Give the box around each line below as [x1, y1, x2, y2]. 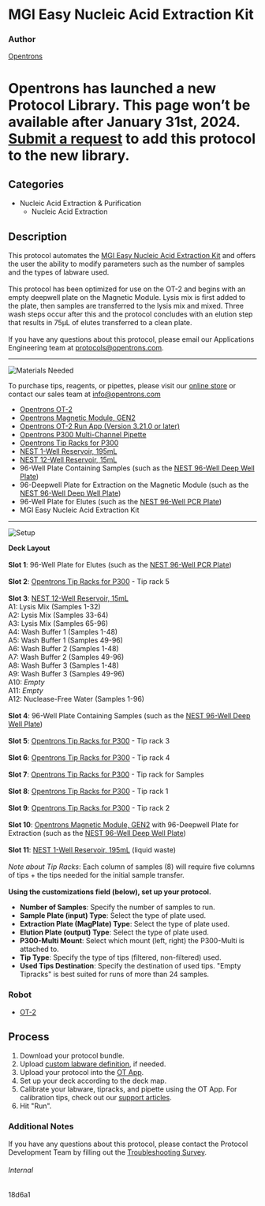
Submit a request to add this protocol [8, 129, 256, 148]
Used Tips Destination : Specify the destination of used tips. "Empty [19, 961, 241, 971]
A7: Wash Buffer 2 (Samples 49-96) [8, 653, 125, 662]
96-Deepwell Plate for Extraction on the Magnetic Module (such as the [19, 480, 249, 490]
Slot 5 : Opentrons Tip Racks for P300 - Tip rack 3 [8, 736, 170, 746]
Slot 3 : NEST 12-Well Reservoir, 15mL [8, 594, 129, 603]
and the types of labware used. [8, 268, 110, 277]
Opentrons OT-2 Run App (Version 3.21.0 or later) [19, 421, 180, 431]
